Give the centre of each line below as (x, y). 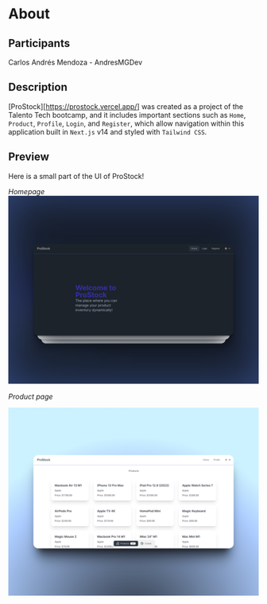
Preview (29, 157)
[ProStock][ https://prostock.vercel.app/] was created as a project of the (126, 106)
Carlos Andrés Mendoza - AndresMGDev (75, 62)
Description (38, 87)
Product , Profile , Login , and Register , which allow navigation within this (126, 123)
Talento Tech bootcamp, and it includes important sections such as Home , (127, 115)
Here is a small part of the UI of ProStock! (76, 176)
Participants (39, 43)
